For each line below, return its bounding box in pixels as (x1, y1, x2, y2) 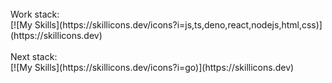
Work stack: (10, 8, 60, 20)
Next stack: (10, 51, 58, 62)
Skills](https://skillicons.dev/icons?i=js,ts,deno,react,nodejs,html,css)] (34, 19, 323, 31)
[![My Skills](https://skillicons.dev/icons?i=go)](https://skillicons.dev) (10, 62, 295, 73)
